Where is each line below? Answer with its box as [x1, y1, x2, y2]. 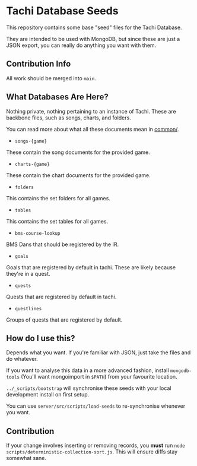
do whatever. [6, 355, 39, 363]
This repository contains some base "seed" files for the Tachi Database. [6, 24, 182, 31]
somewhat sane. [6, 455, 46, 462]
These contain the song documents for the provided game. [6, 149, 150, 156]
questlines [14, 306, 42, 311]
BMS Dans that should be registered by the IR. [6, 241, 119, 248]
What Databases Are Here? [6, 92, 109, 102]
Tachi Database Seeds [6, 4, 119, 18]
